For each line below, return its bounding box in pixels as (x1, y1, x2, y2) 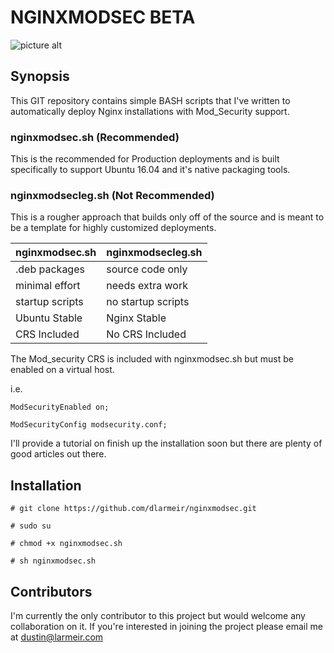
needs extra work (106, 279, 188, 293)
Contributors (10, 583, 93, 600)
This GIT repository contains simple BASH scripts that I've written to (10, 94, 291, 106)
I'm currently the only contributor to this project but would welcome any (10, 609, 306, 621)
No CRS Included (106, 327, 187, 341)
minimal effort (15, 279, 81, 293)
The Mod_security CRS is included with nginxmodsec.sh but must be (10, 353, 294, 365)
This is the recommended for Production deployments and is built (10, 153, 280, 165)
